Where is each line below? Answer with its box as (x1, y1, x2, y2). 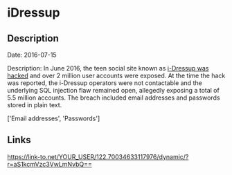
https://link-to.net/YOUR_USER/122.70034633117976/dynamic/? (7, 152, 189, 160)
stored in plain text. (7, 101, 62, 109)
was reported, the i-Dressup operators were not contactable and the (7, 79, 202, 87)
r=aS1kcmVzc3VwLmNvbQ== (7, 160, 92, 168)
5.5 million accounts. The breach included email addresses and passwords (7, 93, 220, 102)
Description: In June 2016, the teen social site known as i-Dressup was (7, 64, 209, 72)
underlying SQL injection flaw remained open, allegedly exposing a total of (7, 86, 220, 94)
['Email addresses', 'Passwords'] (7, 114, 100, 122)
